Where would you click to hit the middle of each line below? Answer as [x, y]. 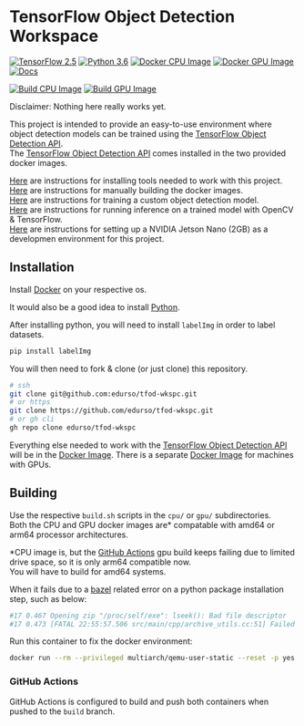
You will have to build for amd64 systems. [88, 571]
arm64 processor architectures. [69, 534]
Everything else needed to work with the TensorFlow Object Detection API [148, 445]
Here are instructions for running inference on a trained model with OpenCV [152, 209]
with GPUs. [30, 464]
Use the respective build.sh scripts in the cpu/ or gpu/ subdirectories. [140, 515]
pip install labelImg [51, 351]
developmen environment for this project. [87, 238]
